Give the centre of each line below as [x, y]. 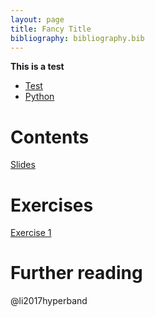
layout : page [37, 19]
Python [39, 97]
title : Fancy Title [51, 29]
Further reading [76, 273]
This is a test [37, 67]
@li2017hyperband [49, 301]
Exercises [52, 205]
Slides [23, 165]
